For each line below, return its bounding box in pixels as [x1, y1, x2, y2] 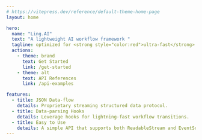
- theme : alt [17, 69, 50, 75]
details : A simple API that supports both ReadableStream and [17, 125, 176, 131]
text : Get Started [22, 58, 69, 65]
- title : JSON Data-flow [11, 97, 74, 104]
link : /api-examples [22, 81, 74, 87]
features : [6, 92, 31, 98]
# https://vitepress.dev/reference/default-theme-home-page [6, 8, 161, 15]
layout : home [6, 14, 39, 20]
